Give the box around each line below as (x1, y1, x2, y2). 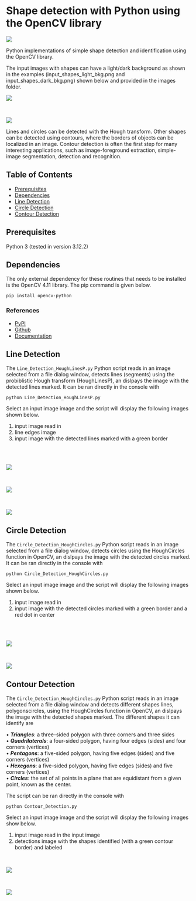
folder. (6, 83, 22, 90)
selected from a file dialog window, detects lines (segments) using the (6, 371, 175, 378)
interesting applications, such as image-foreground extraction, (6, 147, 157, 154)
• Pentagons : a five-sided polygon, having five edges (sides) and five (6, 750, 175, 757)
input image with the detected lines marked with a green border (14, 435, 168, 442)
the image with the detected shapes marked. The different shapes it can (6, 713, 180, 720)
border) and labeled (14, 844, 63, 851)
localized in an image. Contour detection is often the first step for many (6, 140, 178, 147)
